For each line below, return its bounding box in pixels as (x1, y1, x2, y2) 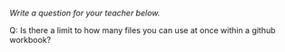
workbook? (9, 35, 52, 45)
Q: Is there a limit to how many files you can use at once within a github (9, 25, 276, 35)
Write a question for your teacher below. (9, 8, 161, 18)
